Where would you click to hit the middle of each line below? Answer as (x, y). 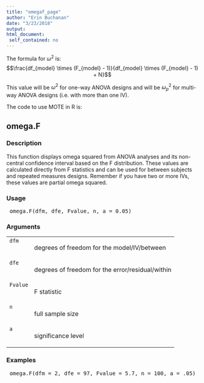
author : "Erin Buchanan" (38, 18)
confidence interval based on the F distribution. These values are (107, 163)
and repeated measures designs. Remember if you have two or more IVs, (98, 176)
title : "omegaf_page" (34, 12)
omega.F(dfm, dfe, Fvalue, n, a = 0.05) (71, 211)
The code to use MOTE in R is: (44, 107)
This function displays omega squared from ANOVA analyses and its (92, 156)
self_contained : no (34, 40)
